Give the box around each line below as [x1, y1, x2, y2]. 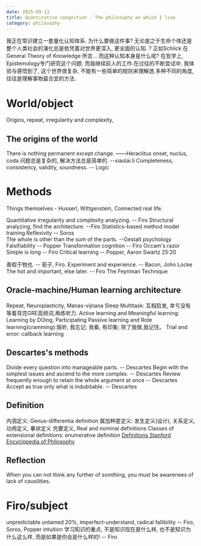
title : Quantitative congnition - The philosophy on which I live [6, 14, 176, 20]
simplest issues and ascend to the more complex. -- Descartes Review [6, 370, 181, 377]
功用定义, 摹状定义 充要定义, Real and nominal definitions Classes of [6, 424, 174, 431]
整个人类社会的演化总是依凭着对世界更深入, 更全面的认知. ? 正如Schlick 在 [6, 45, 188, 52]
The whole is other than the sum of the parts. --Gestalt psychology [6, 236, 172, 243]
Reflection [6, 455, 46, 465]
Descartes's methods [6, 348, 89, 358]
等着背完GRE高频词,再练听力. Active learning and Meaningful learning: [6, 309, 180, 316]
